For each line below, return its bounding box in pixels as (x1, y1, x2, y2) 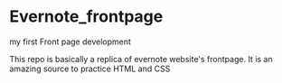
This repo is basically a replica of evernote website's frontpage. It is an (9, 53, 273, 64)
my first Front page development (9, 36, 131, 47)
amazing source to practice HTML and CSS (9, 63, 171, 74)
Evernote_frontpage (9, 6, 164, 27)
